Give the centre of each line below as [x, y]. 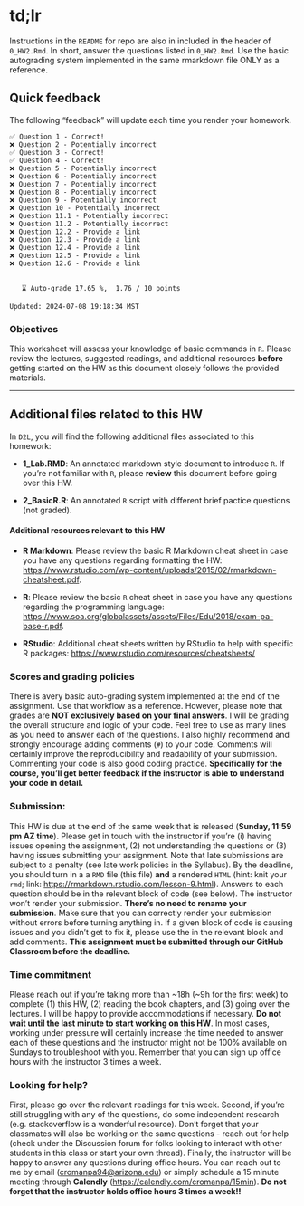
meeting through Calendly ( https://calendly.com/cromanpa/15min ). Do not [148, 1182]
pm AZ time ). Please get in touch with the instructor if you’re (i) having [141, 836]
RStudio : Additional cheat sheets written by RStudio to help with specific [158, 644]
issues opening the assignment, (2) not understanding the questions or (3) [148, 845]
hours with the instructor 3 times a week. [85, 1061]
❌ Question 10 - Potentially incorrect [85, 208]
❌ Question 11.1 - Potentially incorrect [89, 215]
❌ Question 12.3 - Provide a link [75, 239]
